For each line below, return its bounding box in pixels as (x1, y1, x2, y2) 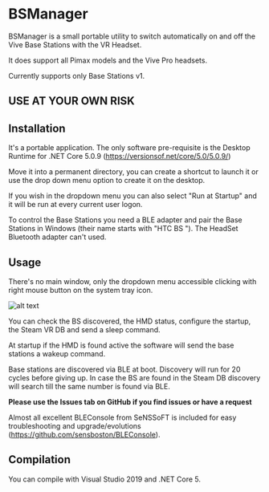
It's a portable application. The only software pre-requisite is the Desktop (8, 143, 251, 152)
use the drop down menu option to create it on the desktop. (8, 176, 206, 185)
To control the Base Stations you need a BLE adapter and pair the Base (8, 215, 243, 225)
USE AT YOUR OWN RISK (8, 94, 135, 108)
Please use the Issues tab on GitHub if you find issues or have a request (8, 396, 252, 406)
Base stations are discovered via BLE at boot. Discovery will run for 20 (8, 364, 241, 374)
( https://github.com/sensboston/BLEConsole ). (8, 429, 161, 439)
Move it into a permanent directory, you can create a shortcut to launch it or (8, 167, 259, 177)
